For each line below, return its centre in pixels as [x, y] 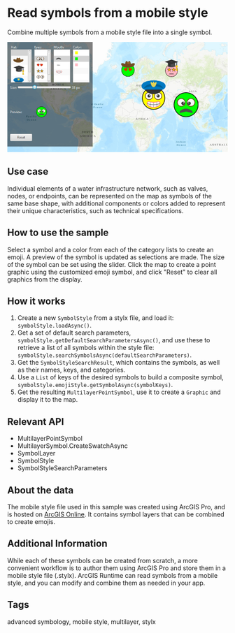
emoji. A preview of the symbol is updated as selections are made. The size [116, 257]
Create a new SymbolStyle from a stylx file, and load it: [95, 318]
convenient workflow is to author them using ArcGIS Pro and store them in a [116, 568]
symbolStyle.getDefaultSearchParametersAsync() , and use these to [114, 340]
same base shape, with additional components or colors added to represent [116, 203]
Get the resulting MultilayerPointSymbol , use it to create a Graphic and [119, 392]
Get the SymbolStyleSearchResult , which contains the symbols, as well [119, 363]
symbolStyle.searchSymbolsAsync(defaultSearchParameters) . [105, 355]
